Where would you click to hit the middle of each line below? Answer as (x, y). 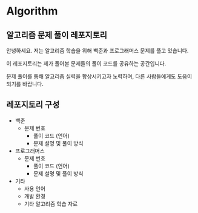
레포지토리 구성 (33, 105)
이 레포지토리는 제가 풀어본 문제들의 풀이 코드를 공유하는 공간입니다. (86, 64)
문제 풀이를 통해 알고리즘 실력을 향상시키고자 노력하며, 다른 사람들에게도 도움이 (99, 76)
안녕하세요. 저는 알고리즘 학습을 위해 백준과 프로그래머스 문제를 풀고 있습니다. (97, 51)
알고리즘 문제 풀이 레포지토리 (57, 35)
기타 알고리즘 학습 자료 (51, 203)
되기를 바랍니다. (25, 84)
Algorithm (32, 11)
